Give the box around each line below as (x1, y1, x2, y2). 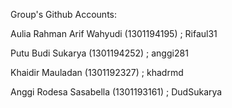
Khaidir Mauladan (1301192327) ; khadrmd (10, 67, 184, 78)
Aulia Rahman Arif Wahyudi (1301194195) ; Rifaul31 (10, 28, 218, 39)
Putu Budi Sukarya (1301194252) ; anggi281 (10, 47, 189, 59)
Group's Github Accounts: (10, 9, 117, 20)
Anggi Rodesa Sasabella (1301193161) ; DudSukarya (10, 86, 223, 98)
